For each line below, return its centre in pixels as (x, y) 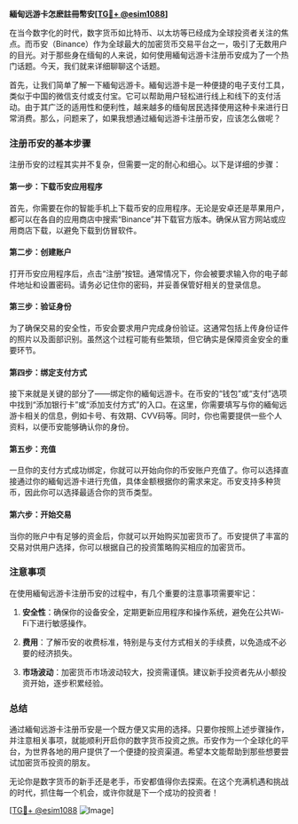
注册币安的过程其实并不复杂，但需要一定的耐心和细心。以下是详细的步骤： (145, 164)
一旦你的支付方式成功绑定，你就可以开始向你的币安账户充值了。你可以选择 (145, 471)
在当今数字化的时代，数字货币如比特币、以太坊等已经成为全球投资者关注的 (145, 33)
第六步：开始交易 (40, 514)
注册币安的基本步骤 (50, 143)
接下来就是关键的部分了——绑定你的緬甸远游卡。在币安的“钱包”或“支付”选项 (148, 393)
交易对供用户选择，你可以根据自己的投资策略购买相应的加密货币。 (129, 547)
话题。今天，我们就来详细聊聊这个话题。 (90, 66)
